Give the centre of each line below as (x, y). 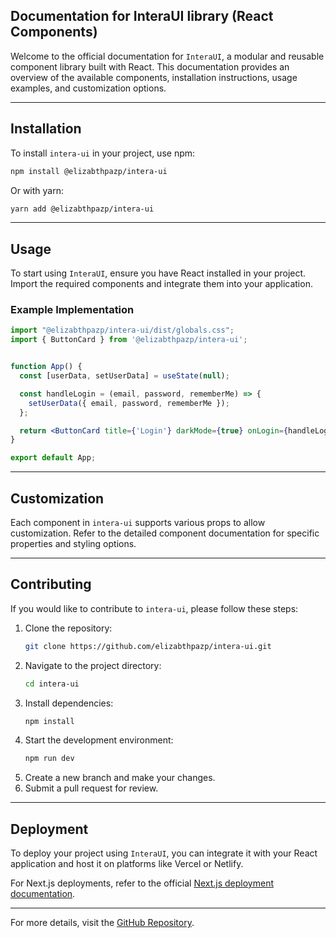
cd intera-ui (52, 684)
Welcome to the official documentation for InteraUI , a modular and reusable (167, 56)
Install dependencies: (69, 703)
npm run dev (49, 759)
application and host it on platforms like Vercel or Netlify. (127, 864)
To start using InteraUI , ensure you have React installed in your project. (158, 273)
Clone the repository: (68, 628)
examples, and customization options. (88, 88)
